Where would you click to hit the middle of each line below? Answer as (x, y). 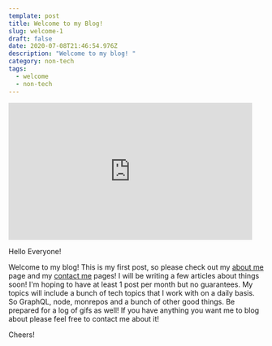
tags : (17, 69)
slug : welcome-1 (36, 31)
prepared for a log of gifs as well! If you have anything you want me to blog (134, 310)
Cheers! (22, 335)
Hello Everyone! (35, 251)
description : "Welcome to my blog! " (72, 54)
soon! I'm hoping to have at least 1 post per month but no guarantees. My (131, 284)
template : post (34, 16)
